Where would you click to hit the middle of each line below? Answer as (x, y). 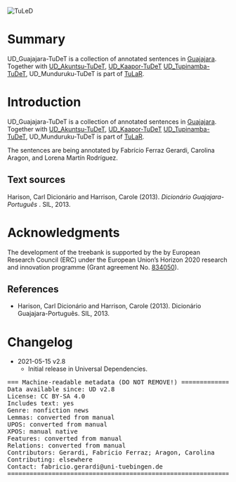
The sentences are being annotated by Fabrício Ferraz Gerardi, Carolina (111, 150)
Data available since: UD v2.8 (61, 389)
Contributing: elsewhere (50, 460)
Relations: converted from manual (67, 446)
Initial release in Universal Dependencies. (87, 369)
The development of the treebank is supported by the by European (104, 252)
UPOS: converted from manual (57, 425)
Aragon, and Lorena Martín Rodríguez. (63, 158)
